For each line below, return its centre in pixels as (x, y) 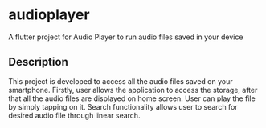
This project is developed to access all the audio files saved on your (121, 81)
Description (38, 62)
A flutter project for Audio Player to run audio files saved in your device (126, 37)
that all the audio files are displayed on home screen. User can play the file (132, 98)
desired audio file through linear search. (74, 115)
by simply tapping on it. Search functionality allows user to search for (123, 106)
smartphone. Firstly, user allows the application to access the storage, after (133, 90)
